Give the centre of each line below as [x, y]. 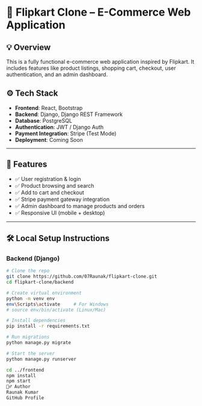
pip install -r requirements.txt [48, 326]
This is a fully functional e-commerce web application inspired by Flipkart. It [100, 62]
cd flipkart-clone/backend [40, 282]
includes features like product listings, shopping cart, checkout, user [91, 68]
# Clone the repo [28, 271]
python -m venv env [31, 298]
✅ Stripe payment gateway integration [62, 199]
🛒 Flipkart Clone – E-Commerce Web [99, 12]
